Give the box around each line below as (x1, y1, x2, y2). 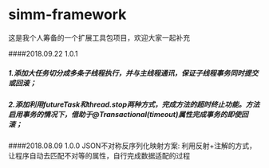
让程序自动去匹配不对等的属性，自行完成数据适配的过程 (8, 151, 190, 161)
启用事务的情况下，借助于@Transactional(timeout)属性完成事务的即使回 (8, 109, 249, 119)
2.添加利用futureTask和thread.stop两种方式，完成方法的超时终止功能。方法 (8, 100, 260, 109)
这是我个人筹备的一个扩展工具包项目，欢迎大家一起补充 (8, 33, 190, 42)
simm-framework (8, 6, 127, 24)
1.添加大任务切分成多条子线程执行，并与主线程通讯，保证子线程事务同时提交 (8, 68, 259, 77)
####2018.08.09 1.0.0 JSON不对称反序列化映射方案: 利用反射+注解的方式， (8, 141, 257, 150)
